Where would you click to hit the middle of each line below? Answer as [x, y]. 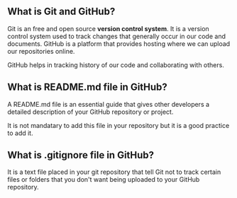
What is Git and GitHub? [61, 12]
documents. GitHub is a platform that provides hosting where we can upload [119, 43]
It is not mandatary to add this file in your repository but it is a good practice [118, 125]
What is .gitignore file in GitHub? [81, 155]
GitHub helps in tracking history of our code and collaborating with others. [116, 65]
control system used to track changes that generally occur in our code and [116, 36]
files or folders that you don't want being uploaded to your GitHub [104, 180]
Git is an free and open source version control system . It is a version [108, 28]
